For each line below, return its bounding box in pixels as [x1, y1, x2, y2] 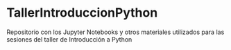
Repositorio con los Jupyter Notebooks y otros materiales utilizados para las [6, 28, 225, 36]
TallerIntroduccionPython [6, 5, 158, 21]
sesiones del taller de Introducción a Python [6, 35, 132, 43]
